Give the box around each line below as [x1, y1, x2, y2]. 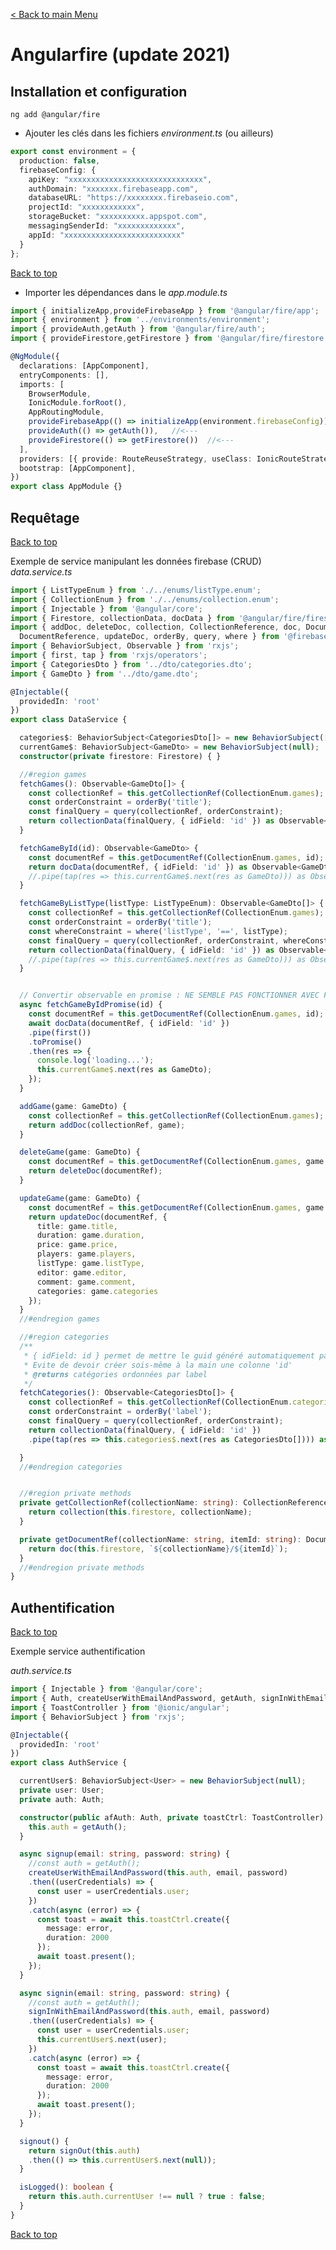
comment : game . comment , [36, 1277, 137, 1287]
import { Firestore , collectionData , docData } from [10, 613, 235, 623]
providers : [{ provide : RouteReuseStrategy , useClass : [19, 454, 253, 464]
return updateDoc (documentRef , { [28, 1212, 168, 1222]
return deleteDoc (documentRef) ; [28, 1166, 163, 1176]
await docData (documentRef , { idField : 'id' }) [28, 1018, 230, 1028]
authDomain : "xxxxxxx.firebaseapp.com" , [28, 184, 199, 194]
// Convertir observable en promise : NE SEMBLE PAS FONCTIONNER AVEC [19, 990, 320, 1001]
